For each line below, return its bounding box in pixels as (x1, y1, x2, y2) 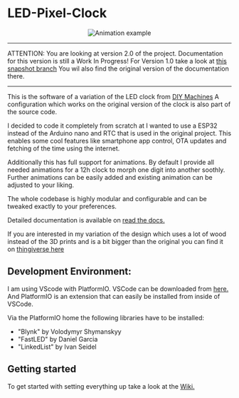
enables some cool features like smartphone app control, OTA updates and (7, 136, 227, 145)
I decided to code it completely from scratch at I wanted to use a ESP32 (7, 121, 218, 130)
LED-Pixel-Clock (7, 5, 107, 21)
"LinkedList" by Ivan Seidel (17, 342, 97, 351)
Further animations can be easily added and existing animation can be (7, 173, 213, 181)
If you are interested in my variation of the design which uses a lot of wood (7, 230, 226, 238)
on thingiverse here (7, 245, 65, 253)
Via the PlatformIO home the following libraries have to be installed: (7, 313, 205, 322)
